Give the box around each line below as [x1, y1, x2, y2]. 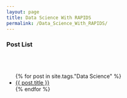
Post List [6, 40, 33, 49]
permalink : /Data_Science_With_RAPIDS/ [6, 20, 108, 26]
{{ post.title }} [15, 79, 50, 86]
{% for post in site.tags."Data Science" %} [15, 72, 122, 80]
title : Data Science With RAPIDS [6, 15, 92, 21]
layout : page [6, 9, 40, 15]
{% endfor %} [15, 85, 51, 93]
